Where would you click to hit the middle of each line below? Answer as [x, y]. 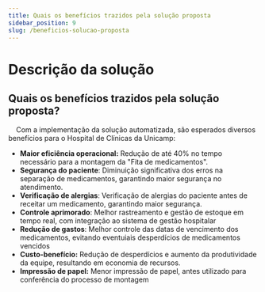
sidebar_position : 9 [42, 23]
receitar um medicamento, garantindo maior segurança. [111, 204]
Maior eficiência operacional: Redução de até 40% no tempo [121, 154]
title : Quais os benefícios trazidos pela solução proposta [110, 15]
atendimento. [41, 188]
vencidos [35, 246]
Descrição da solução [81, 69]
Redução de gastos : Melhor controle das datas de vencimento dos [129, 229]
